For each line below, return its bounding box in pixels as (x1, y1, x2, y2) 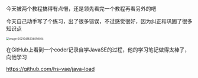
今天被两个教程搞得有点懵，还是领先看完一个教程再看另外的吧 (6, 5, 157, 12)
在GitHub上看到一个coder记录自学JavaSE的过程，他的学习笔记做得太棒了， (6, 46, 190, 53)
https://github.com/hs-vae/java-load (6, 66, 95, 72)
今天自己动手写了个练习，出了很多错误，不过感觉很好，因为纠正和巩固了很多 (6, 18, 193, 25)
